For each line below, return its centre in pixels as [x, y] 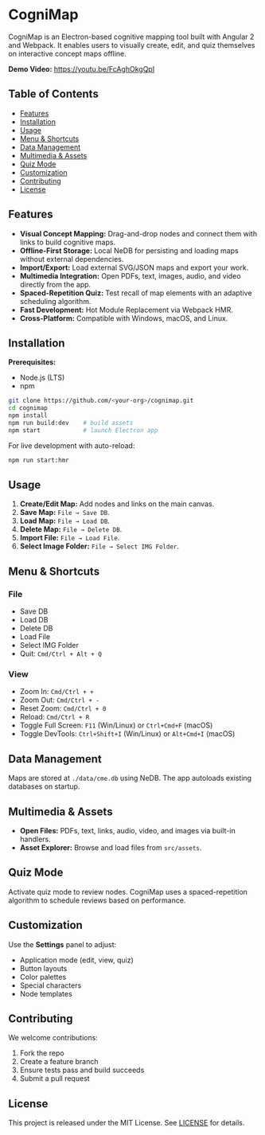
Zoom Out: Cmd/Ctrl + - [60, 700]
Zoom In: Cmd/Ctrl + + [57, 692]
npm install [28, 415]
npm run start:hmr [39, 460]
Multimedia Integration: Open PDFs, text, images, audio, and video [130, 275]
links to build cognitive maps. [68, 242]
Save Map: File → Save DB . [64, 513]
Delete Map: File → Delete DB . [71, 529]
